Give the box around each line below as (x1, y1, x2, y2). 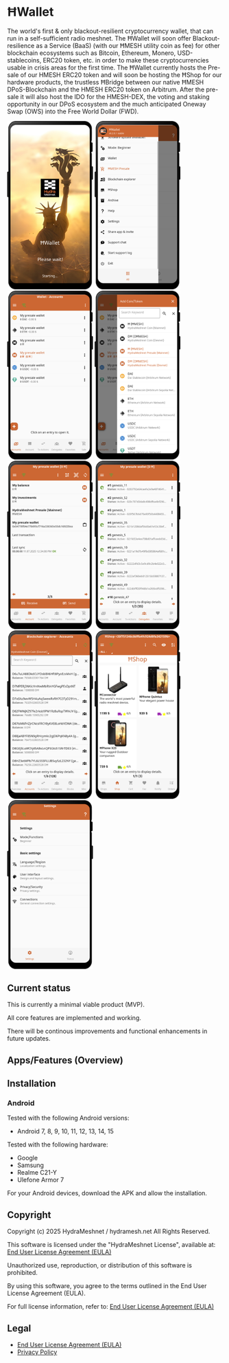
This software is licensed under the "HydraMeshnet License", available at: (7, 1241, 216, 1249)
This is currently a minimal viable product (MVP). (7, 1001, 145, 1009)
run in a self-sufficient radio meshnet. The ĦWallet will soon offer (7, 34, 191, 42)
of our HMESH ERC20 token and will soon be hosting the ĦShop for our (20, 70, 222, 79)
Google (16, 1154, 38, 1162)
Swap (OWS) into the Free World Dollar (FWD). (7, 107, 139, 115)
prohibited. (7, 1269, 38, 1277)
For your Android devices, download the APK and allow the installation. (7, 1189, 208, 1197)
